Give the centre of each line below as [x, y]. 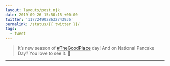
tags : [11, 29]
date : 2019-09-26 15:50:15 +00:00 [42, 15]
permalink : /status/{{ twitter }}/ [43, 24]
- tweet [18, 34]
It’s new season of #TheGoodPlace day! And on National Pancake [86, 48]
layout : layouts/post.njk [32, 10]
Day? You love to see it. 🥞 [44, 53]
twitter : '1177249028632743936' [39, 19]
